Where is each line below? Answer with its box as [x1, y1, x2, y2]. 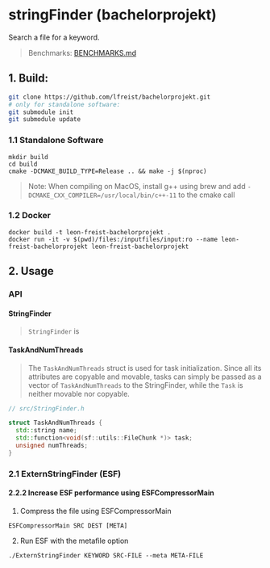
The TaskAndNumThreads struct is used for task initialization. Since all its [27, 363, 262, 372]
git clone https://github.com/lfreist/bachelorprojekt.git [8, 93, 211, 101]
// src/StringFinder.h [8, 404, 85, 413]
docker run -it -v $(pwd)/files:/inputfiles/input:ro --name [8, 235, 218, 243]
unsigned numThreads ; [15, 442, 89, 450]
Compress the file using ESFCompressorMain [19, 506, 172, 515]
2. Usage [8, 264, 54, 278]
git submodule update [8, 116, 81, 124]
